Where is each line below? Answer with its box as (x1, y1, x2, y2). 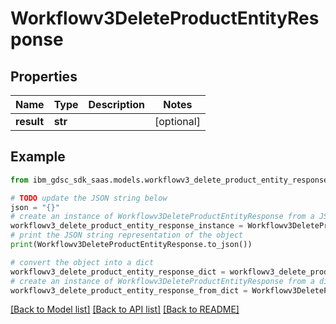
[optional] (154, 115, 201, 128)
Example (10, 148, 66, 166)
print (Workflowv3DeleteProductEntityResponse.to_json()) (10, 240, 253, 250)
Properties (10, 68, 78, 85)
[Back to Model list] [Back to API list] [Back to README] (10, 303, 240, 316)
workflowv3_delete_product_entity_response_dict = (10, 267, 226, 277)
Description (88, 98, 145, 111)
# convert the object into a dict (10, 257, 155, 267)
